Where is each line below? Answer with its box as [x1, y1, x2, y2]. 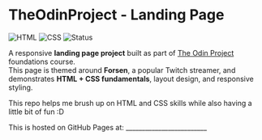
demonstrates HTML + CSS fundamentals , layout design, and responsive [8, 74, 254, 83]
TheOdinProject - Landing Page [8, 6, 225, 24]
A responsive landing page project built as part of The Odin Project [8, 48, 234, 57]
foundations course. [8, 57, 75, 66]
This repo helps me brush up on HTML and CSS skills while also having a [8, 98, 253, 108]
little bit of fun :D [8, 107, 65, 117]
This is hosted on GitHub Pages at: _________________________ [8, 122, 208, 132]
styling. [8, 83, 33, 92]
